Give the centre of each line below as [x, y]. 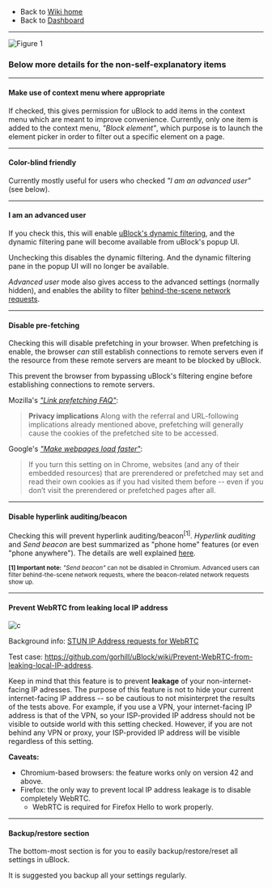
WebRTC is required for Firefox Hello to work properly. [123, 807]
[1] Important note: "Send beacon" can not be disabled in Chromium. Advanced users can [134, 567]
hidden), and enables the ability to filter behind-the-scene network [119, 290]
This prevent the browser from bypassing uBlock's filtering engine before [131, 376]
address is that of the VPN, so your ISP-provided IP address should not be [132, 716]
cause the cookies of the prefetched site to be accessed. [123, 433]
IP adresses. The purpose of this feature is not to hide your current [142, 690]
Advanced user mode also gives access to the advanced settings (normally [134, 282]
